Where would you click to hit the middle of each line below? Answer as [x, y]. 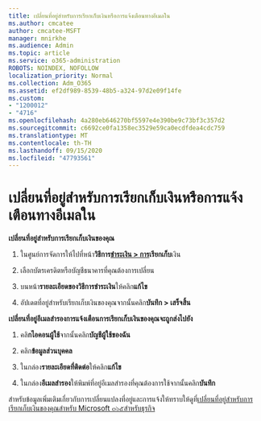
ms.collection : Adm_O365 [50, 83]
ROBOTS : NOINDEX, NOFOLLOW [54, 68]
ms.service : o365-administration [64, 61]
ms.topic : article [39, 53]
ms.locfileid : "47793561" [52, 158]
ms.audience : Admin [41, 46]
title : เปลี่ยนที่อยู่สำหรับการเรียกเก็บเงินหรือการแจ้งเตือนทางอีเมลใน [89, 16]
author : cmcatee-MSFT [45, 31]
